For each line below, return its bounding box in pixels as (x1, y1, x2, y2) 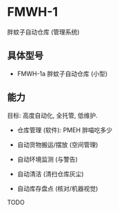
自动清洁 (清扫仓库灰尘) (17, 169, 84, 178)
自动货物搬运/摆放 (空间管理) (17, 140, 98, 149)
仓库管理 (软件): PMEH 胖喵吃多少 (17, 125, 113, 134)
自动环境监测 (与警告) (17, 155, 78, 163)
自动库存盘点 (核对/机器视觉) (17, 184, 98, 193)
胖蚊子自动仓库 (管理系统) (7, 28, 80, 36)
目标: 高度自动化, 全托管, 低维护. (7, 111, 98, 119)
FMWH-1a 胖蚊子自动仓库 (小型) (17, 70, 108, 78)
